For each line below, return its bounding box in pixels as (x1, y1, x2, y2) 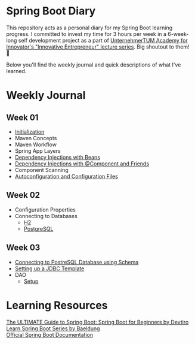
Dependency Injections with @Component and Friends (14, 160, 150, 167)
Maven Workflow (14, 141, 57, 148)
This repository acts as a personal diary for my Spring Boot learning (6, 24, 173, 31)
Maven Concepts (14, 134, 57, 141)
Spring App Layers (14, 147, 61, 154)
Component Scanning (14, 166, 69, 173)
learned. (6, 67, 27, 74)
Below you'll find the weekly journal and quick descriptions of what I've (6, 61, 181, 68)
